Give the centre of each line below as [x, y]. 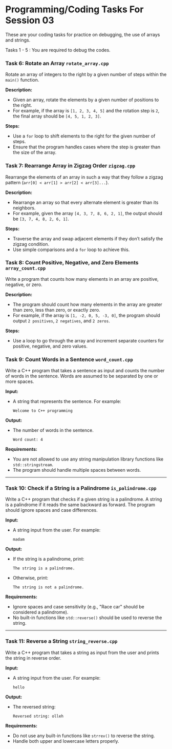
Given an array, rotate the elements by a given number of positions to [86, 100]
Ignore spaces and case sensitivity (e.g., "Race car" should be [78, 607]
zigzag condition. [31, 244]
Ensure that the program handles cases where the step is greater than [86, 147]
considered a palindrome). [40, 612]
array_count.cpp [26, 268]
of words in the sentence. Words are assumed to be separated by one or [82, 376]
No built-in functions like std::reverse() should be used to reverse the [87, 618]
